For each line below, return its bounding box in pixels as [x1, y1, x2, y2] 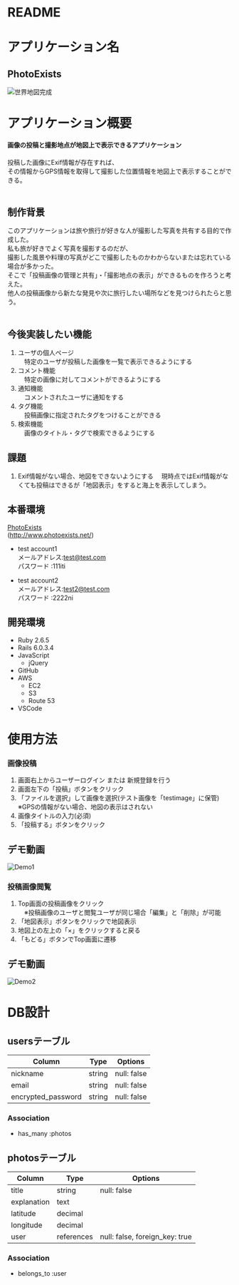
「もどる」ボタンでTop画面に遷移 [17, 935, 117, 943]
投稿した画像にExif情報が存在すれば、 [7, 158, 119, 166]
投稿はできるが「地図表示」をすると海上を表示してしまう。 [36, 481, 211, 489]
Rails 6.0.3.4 [17, 643, 55, 652]
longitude [11, 1220, 43, 1230]
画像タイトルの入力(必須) [17, 812, 92, 820]
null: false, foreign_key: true [100, 1232, 192, 1242]
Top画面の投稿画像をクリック [17, 899, 105, 908]
